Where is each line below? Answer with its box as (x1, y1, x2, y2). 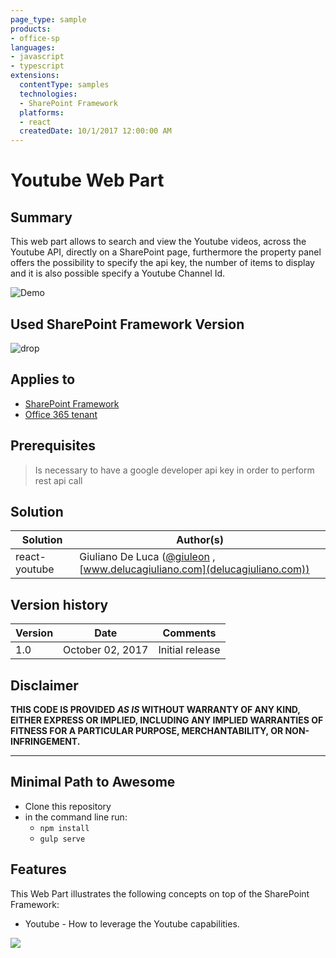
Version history (10, 596, 109, 613)
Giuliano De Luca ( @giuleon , (79, 550, 216, 564)
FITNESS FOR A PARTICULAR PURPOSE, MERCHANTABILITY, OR (10, 725, 284, 736)
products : (10, 24, 52, 34)
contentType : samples (19, 80, 110, 90)
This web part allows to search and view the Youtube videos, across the (10, 236, 307, 248)
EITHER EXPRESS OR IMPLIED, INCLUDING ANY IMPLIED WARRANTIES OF (10, 714, 324, 726)
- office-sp (10, 33, 60, 43)
